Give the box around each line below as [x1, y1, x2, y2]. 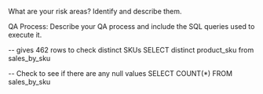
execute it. [8, 31, 42, 39]
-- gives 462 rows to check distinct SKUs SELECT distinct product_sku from [8, 45, 254, 54]
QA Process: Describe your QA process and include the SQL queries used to [8, 22, 255, 31]
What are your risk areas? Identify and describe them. [8, 7, 182, 16]
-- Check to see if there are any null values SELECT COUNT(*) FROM [8, 69, 233, 78]
